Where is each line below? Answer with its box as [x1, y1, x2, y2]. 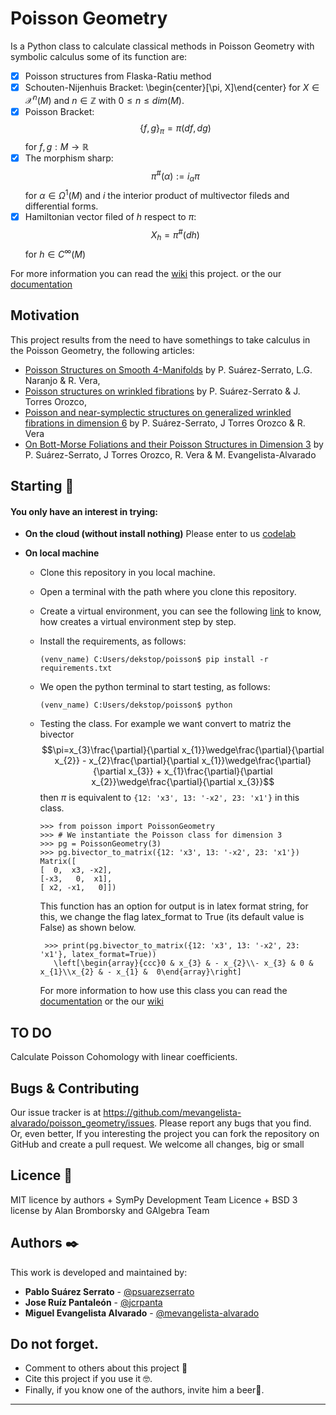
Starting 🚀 [10, 478, 75, 495]
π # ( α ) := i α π [151, 168, 200, 184]
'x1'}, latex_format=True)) [39, 950, 157, 960]
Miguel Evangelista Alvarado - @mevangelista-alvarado [24, 1307, 260, 1319]
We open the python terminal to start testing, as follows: [39, 681, 271, 693]
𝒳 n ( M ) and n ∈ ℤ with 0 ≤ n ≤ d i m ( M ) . [24, 93, 185, 106]
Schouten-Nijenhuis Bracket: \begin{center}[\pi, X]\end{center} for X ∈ [24, 82, 320, 93]
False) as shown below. [39, 922, 137, 934]
